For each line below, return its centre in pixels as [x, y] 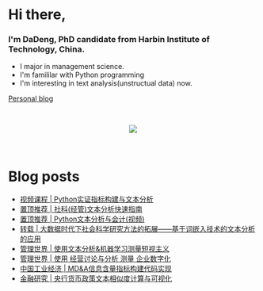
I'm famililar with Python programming [82, 75]
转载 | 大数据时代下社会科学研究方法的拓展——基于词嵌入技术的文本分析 [137, 229]
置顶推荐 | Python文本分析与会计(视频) [82, 219]
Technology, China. [47, 49]
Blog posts [44, 176]
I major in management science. [72, 67]
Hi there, [37, 15]
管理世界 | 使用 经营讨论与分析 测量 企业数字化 [95, 258]
